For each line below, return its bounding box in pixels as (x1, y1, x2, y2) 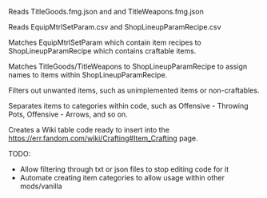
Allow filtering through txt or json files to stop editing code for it (19, 164, 229, 174)
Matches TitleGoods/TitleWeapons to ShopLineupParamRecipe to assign (8, 61, 248, 71)
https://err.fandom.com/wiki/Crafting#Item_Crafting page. (8, 133, 198, 143)
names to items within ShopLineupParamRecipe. (8, 70, 168, 79)
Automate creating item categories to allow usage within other (19, 173, 225, 182)
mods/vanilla (19, 181, 62, 191)
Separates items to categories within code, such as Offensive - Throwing (8, 101, 249, 110)
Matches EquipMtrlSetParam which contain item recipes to (8, 38, 201, 47)
